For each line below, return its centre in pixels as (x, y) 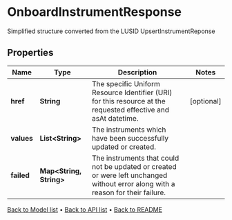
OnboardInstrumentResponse (94, 12)
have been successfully (130, 138)
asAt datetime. (115, 118)
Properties (30, 53)
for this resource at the (129, 101)
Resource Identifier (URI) (132, 92)
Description (137, 72)
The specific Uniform (126, 83)
